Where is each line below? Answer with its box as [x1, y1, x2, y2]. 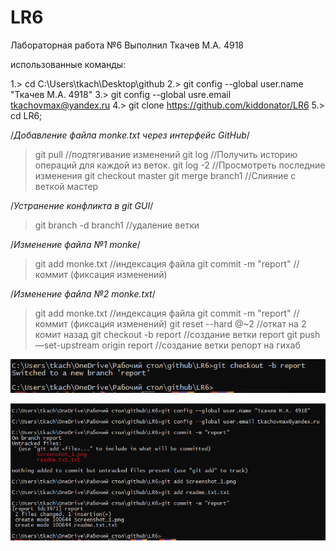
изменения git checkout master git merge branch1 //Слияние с [34, 169, 297, 181]
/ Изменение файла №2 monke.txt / [10, 287, 156, 300]
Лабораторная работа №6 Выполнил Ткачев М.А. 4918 [10, 39, 245, 51]
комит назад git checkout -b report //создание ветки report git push [34, 328, 321, 340]
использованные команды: [10, 58, 127, 70]
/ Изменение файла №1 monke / [10, 238, 141, 250]
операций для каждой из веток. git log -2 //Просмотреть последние [34, 159, 326, 171]
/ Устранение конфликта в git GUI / [10, 199, 154, 211]
